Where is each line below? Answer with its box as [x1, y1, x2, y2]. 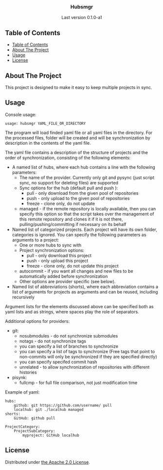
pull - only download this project [26, 252, 91, 258]
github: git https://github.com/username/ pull [14, 403, 112, 408]
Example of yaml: [5, 389, 40, 395]
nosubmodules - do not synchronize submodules [19, 333, 118, 338]
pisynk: [12, 374, 27, 380]
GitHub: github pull [14, 416, 55, 421]
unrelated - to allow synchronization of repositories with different [19, 364, 150, 370]
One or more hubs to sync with [19, 242, 82, 248]
